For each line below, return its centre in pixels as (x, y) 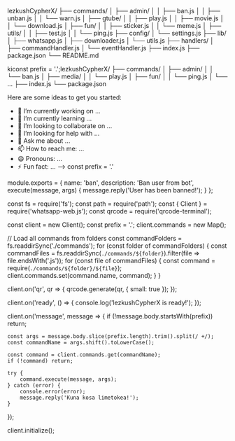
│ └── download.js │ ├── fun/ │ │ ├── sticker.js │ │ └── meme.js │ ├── (114, 26)
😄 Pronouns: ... (40, 159)
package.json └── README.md (53, 55)
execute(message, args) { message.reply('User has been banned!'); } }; (110, 190)
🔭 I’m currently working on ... (59, 111)
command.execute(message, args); (69, 379)
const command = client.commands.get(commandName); (84, 355)
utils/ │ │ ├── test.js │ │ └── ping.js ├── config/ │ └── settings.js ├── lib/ (117, 33)
